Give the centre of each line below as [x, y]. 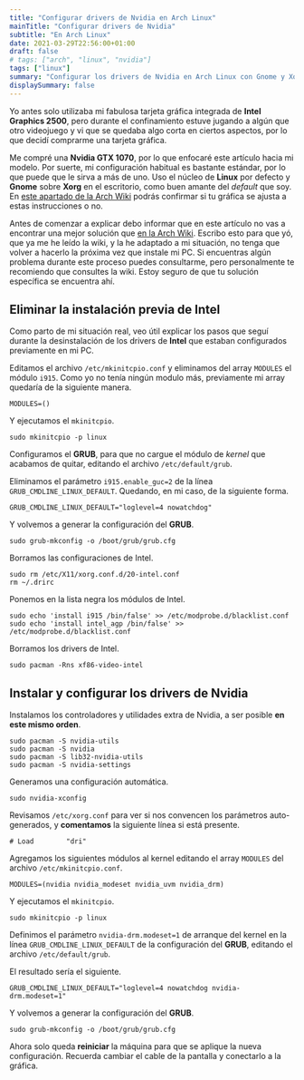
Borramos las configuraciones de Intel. [81, 558]
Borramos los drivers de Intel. [64, 648]
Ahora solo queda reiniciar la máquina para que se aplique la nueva [136, 1046]
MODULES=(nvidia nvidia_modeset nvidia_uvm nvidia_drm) [117, 885]
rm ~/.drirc [32, 583]
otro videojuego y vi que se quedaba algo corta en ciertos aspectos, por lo [148, 130]
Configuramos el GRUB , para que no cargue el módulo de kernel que [138, 454]
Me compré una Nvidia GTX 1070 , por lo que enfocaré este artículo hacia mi [152, 157]
